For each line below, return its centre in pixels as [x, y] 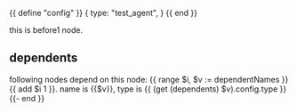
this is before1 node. [46, 30]
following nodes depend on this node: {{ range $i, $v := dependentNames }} [149, 79]
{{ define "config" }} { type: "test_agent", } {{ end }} [104, 13]
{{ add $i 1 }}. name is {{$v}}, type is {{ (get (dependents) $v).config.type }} [148, 89]
